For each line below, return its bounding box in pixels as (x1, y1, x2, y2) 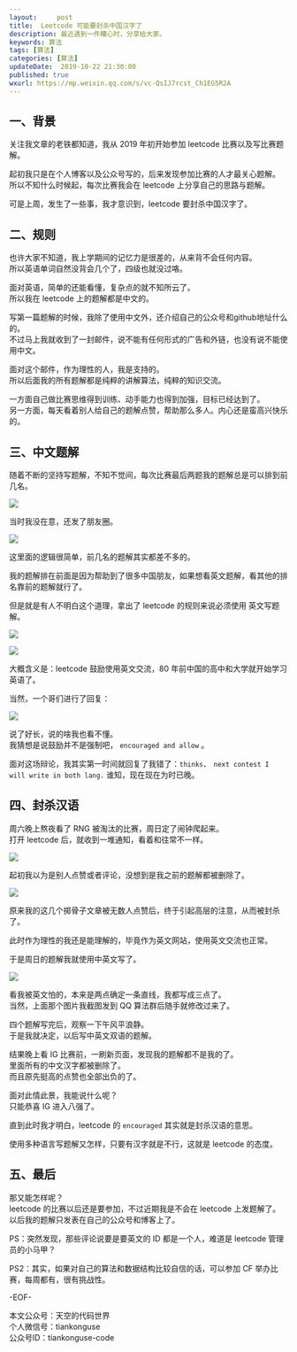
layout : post (9, 12, 73, 22)
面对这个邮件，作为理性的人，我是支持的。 (9, 364, 164, 375)
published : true (9, 71, 69, 80)
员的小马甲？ (9, 1244, 56, 1255)
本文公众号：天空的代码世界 (9, 1310, 110, 1320)
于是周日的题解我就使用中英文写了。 (9, 954, 141, 964)
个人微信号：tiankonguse (9, 1321, 101, 1332)
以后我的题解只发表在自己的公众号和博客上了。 (9, 1214, 179, 1225)
